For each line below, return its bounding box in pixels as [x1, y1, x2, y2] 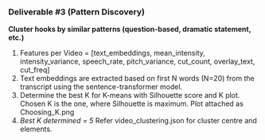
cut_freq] [19, 65, 50, 75]
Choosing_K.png [19, 107, 75, 117]
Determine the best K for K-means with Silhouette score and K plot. [19, 91, 240, 100]
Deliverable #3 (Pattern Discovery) [8, 6, 146, 17]
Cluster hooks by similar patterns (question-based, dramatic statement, [8, 25, 251, 34]
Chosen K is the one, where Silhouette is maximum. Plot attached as [19, 99, 244, 109]
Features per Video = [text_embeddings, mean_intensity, [19, 49, 205, 58]
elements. [19, 124, 53, 134]
